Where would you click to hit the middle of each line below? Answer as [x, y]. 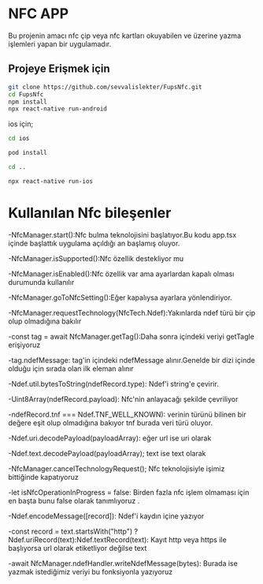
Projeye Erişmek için [59, 69]
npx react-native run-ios [50, 181]
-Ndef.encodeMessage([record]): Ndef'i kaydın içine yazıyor [106, 516]
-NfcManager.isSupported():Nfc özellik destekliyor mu [96, 258]
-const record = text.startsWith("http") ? [73, 531]
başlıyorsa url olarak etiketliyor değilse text [78, 548]
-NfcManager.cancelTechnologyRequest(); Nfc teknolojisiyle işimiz [117, 468]
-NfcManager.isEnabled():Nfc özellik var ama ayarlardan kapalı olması [121, 274]
